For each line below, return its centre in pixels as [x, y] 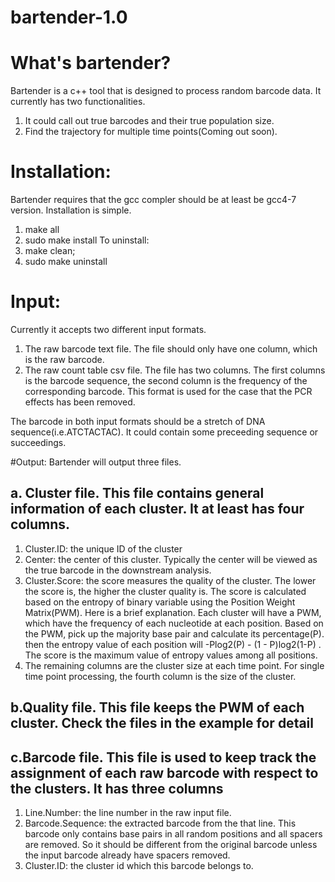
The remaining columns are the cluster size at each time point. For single [174, 665]
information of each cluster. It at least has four [157, 509]
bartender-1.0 [69, 17]
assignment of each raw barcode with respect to [164, 772]
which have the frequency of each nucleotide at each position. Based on [174, 623]
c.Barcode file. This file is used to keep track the [163, 757]
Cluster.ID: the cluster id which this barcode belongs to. [139, 866]
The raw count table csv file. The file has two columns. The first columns [175, 370]
